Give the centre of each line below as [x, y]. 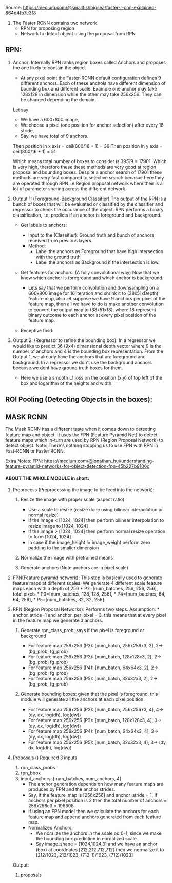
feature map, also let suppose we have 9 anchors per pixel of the [97, 298]
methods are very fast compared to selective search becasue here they [88, 177]
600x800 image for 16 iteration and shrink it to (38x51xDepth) [93, 293]
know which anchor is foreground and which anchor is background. [92, 278]
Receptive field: [37, 330]
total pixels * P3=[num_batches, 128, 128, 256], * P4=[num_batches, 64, [89, 594]
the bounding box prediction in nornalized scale [86, 839]
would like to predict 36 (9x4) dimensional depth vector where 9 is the [87, 346]
